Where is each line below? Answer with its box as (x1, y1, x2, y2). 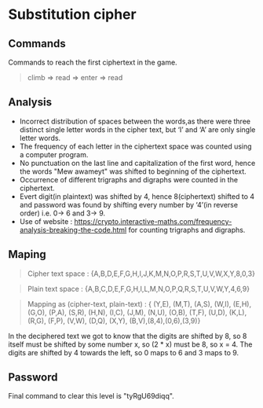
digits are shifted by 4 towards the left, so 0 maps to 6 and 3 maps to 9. (8, 347, 239, 357)
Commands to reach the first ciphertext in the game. (8, 57, 178, 67)
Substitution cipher (8, 6, 137, 24)
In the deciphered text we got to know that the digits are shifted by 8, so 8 (8, 331, 247, 340)
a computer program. (19, 149, 89, 159)
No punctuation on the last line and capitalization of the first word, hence (19, 158, 256, 167)
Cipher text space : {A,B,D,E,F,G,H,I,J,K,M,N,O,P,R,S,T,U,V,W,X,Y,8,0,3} (27, 269, 255, 278)
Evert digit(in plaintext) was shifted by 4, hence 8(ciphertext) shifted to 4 (19, 191, 255, 201)
